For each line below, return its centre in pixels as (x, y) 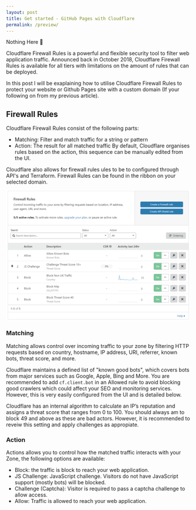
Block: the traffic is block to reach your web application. (82, 470)
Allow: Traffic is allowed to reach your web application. (80, 501)
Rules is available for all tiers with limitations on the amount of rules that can (97, 66)
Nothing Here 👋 (25, 42)
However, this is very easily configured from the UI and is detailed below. (94, 394)
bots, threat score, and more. (41, 358)
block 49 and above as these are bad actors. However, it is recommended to (98, 418)
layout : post (22, 12)
